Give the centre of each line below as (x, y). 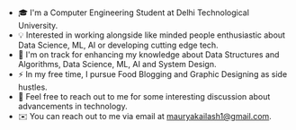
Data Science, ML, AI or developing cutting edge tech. (118, 45)
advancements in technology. (72, 106)
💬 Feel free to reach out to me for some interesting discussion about (144, 96)
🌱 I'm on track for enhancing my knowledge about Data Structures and (148, 55)
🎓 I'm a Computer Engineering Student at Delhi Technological (134, 13)
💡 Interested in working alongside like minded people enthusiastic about (152, 35)
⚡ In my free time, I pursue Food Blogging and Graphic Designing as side (152, 74)
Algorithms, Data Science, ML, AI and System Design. (117, 64)
